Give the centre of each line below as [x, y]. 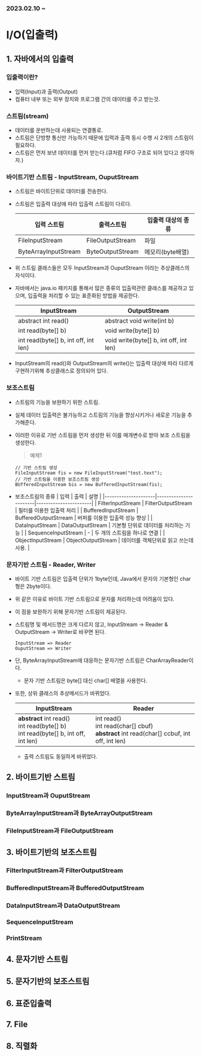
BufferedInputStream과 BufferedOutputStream [75, 888]
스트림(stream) [28, 116]
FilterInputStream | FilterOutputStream [145, 503]
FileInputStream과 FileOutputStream [60, 831]
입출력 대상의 [165, 220]
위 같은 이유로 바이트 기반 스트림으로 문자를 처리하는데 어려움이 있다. [95, 599]
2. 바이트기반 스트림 [41, 777]
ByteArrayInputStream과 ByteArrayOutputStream [80, 814]
